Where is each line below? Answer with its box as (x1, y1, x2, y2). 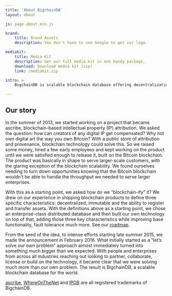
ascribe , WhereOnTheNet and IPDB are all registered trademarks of (5, 279, 147, 285)
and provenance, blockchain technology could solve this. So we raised (5, 141, 155, 147)
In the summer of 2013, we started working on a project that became (5, 119, 150, 125)
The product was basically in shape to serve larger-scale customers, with (5, 157, 160, 164)
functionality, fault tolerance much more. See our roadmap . (5, 221, 130, 227)
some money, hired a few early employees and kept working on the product (5, 146, 165, 152)
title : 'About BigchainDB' (5, 7, 63, 13)
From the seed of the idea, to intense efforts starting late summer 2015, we (5, 231, 163, 238)
